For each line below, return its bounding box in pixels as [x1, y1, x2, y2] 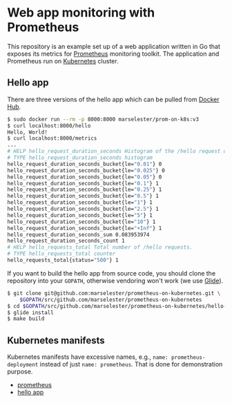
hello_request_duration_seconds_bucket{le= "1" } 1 [7, 199, 153, 206]
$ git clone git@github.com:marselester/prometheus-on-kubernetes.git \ [7, 289, 221, 297]
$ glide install [7, 309, 54, 316]
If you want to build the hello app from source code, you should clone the [7, 269, 216, 277]
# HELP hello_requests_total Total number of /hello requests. [7, 244, 193, 251]
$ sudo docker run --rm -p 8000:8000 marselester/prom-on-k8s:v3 [7, 116, 199, 123]
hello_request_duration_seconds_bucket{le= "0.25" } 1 [7, 186, 162, 194]
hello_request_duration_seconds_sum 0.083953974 [7, 231, 150, 238]
